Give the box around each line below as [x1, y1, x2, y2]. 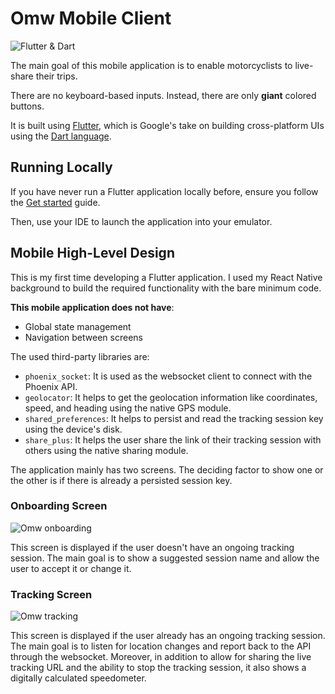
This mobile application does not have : [10, 301, 175, 313]
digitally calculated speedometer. [10, 672, 147, 684]
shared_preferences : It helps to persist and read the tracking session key [24, 412, 324, 424]
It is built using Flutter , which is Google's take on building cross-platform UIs [10, 119, 325, 131]
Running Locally [10, 159, 113, 176]
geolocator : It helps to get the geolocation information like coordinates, [24, 391, 318, 403]
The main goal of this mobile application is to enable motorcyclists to [10, 59, 293, 71]
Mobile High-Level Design [10, 245, 175, 262]
